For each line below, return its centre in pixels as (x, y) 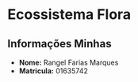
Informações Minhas (59, 44)
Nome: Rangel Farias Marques (69, 62)
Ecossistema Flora (69, 15)
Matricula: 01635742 (53, 71)
